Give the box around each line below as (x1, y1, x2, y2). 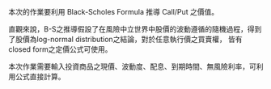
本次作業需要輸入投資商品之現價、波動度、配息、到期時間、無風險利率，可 (8, 61, 256, 71)
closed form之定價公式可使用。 (8, 44, 112, 54)
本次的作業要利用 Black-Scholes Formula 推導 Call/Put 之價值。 (8, 7, 219, 16)
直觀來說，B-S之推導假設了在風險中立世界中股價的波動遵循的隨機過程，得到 (8, 24, 262, 34)
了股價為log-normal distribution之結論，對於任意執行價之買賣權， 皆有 (8, 35, 243, 44)
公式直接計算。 (15, 72, 66, 81)
